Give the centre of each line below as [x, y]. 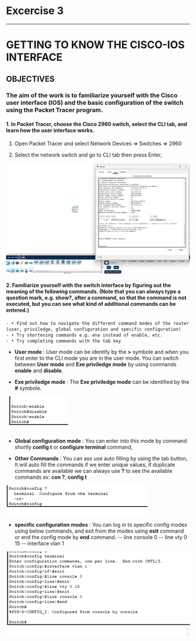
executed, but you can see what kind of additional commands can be [91, 304]
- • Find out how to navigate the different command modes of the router [98, 323]
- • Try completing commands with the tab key [64, 341]
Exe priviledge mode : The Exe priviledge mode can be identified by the [102, 381]
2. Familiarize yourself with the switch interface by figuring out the [88, 285]
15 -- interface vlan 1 [39, 543]
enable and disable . [39, 370]
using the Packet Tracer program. [55, 110]
